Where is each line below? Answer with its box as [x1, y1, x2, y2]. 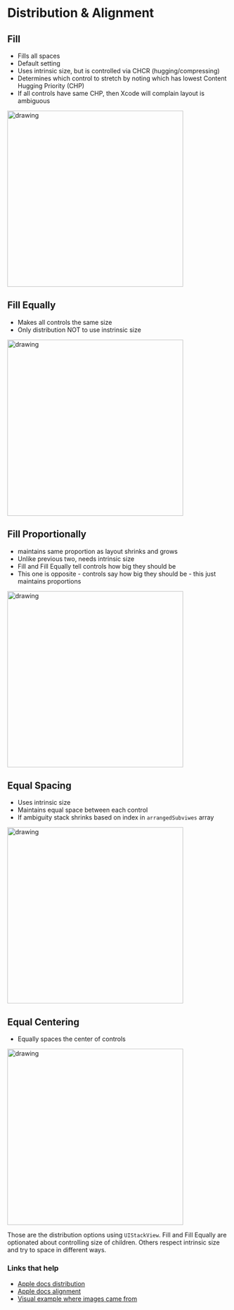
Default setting [17, 59, 61, 68]
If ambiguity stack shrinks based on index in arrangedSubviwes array [17, 813, 214, 822]
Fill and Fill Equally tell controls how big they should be [17, 562, 176, 570]
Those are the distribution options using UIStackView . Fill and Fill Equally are [7, 1231, 227, 1240]
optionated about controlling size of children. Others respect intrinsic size [7, 1238, 220, 1247]
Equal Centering [7, 1016, 79, 1028]
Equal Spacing [7, 780, 72, 792]
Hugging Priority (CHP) [17, 82, 85, 89]
